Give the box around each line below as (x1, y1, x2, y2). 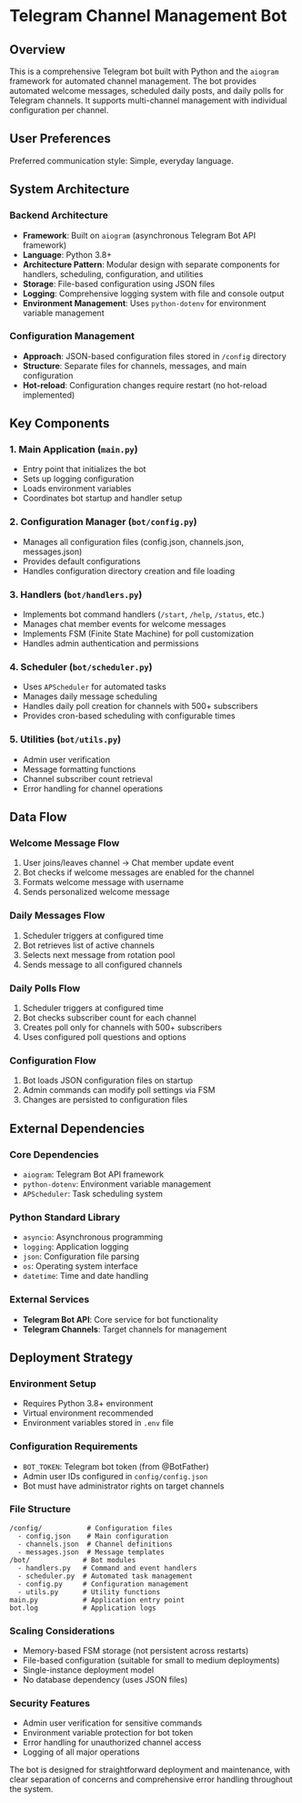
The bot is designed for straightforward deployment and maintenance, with (9, 1765, 291, 1776)
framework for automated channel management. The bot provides (9, 76, 257, 87)
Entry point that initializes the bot (22, 464, 146, 475)
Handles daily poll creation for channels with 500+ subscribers (22, 701, 258, 712)
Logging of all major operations (22, 1746, 140, 1757)
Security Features (9, 1697, 91, 1710)
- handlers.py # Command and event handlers (17, 1563, 197, 1572)
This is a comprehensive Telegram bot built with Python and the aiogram (9, 66, 279, 77)
